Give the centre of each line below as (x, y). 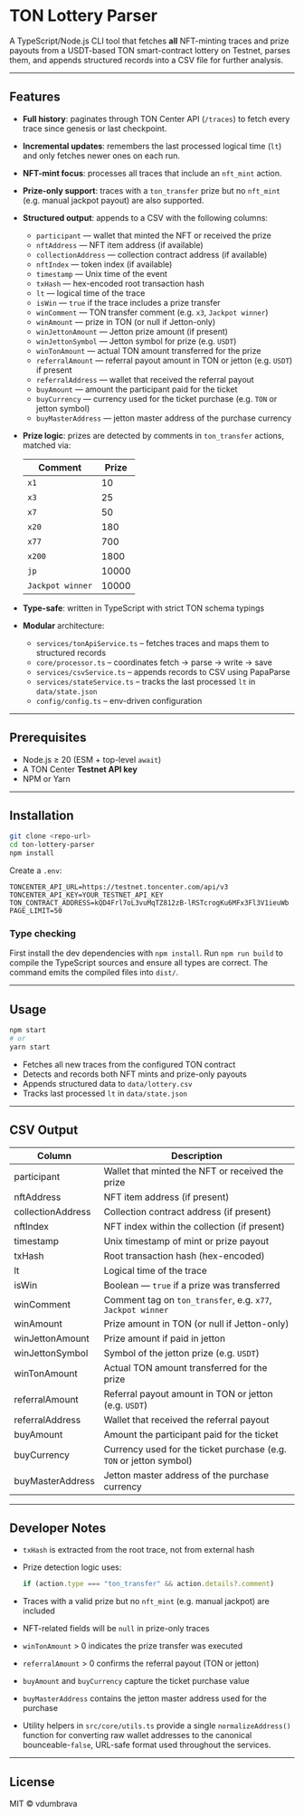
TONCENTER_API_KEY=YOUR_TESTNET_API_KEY (87, 895)
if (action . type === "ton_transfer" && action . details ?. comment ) (148, 1584)
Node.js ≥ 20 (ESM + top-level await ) (92, 759)
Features (35, 97)
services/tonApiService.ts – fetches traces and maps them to (152, 642)
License (32, 1782)
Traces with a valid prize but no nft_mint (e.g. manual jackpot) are (146, 1602)
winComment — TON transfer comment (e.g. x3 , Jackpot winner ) (152, 312)
